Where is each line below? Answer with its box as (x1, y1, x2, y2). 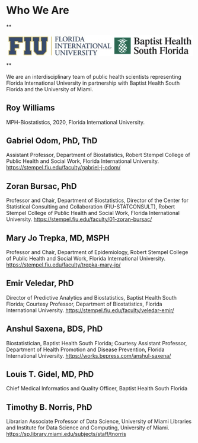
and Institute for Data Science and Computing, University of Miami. (6, 424, 170, 431)
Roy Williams (6, 103, 55, 113)
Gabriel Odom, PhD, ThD (6, 136, 98, 146)
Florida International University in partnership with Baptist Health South (6, 79, 180, 86)
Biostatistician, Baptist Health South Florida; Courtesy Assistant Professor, (6, 339, 187, 346)
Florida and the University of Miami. (6, 85, 94, 92)
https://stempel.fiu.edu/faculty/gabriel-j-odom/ (6, 164, 121, 171)
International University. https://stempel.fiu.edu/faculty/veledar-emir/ (6, 306, 174, 314)
